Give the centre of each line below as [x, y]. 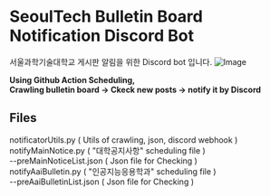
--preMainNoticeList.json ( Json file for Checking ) [103, 161]
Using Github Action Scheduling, [72, 79]
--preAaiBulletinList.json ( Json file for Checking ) [102, 182]
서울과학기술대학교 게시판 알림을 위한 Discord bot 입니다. [111, 61]
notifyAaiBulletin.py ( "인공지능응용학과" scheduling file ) [113, 171]
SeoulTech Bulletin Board [106, 17]
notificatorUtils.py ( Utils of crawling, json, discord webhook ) [124, 140]
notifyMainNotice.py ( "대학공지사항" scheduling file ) [107, 150]
